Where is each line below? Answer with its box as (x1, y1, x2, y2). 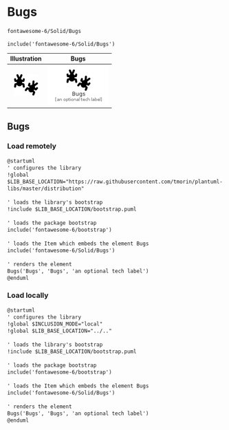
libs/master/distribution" (7, 185, 85, 192)
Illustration (10, 54, 43, 63)
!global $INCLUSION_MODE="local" (7, 321, 103, 327)
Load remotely (7, 141, 57, 151)
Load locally (7, 290, 49, 300)
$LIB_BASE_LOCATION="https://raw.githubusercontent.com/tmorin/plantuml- (7, 178, 223, 185)
